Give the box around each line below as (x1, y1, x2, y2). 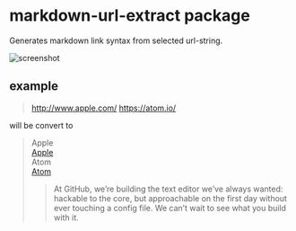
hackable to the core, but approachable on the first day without (53, 192, 287, 203)
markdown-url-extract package (9, 5, 251, 26)
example (9, 78, 59, 94)
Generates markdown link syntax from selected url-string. (9, 35, 223, 46)
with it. (53, 212, 79, 223)
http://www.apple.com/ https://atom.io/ (30, 102, 177, 113)
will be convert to (9, 120, 74, 130)
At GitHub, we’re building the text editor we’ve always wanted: (53, 183, 283, 194)
